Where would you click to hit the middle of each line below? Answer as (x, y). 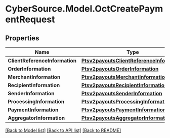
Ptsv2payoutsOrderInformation (120, 69)
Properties (22, 38)
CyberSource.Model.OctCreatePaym (84, 9)
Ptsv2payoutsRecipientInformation (124, 85)
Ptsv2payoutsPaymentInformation (124, 110)
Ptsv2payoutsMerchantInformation (125, 77)
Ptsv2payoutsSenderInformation (122, 93)
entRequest (30, 19)
